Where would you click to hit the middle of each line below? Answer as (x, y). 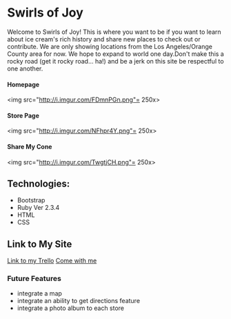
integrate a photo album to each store (71, 308)
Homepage (23, 84)
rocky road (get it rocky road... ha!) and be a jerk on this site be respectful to (115, 61)
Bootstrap (31, 200)
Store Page (23, 115)
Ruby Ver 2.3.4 (38, 208)
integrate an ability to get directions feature (78, 301)
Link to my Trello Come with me (52, 261)
